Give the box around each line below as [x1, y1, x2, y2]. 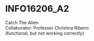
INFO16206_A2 [5, 3, 69, 14]
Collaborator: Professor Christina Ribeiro [5, 24, 89, 30]
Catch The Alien [5, 19, 39, 25]
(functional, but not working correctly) [5, 30, 84, 36]
